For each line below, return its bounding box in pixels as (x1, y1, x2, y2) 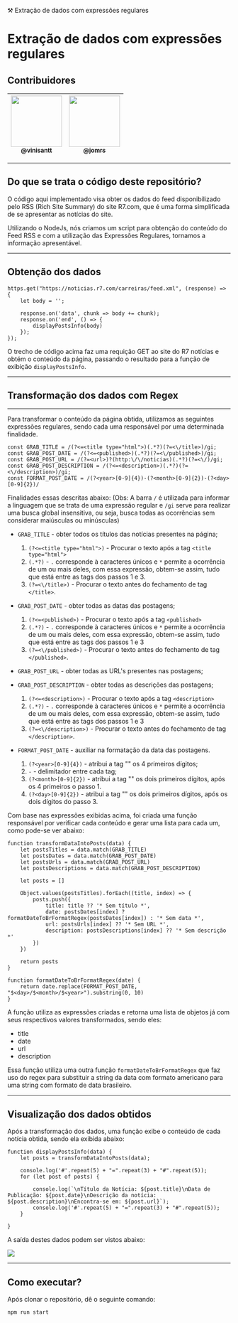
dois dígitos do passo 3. (28, 798, 98, 806)
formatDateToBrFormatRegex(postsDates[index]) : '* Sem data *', (7, 915, 204, 922)
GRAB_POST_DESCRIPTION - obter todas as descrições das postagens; (17, 680, 214, 689)
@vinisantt (21, 146, 52, 154)
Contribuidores (7, 74, 76, 86)
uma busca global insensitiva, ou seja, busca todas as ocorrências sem (7, 508, 215, 518)
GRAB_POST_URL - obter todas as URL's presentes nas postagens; (17, 667, 203, 675)
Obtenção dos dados (7, 266, 101, 278)
